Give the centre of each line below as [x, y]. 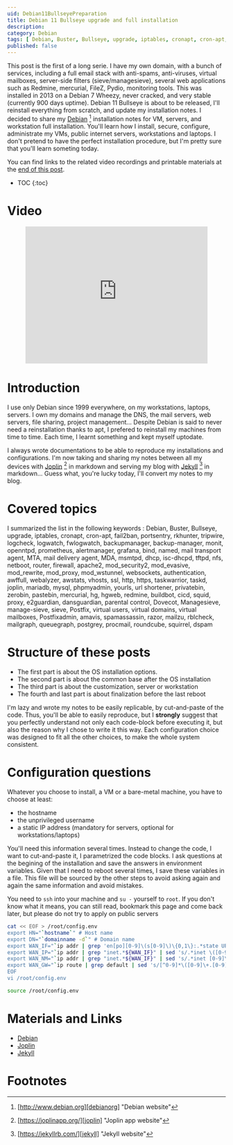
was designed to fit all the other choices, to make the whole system [103, 737]
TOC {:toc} [33, 182]
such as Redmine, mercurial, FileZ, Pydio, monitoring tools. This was [105, 88]
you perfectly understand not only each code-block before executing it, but [115, 722]
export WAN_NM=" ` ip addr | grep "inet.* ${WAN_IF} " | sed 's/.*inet [107, 959]
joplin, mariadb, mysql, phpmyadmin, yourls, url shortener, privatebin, [106, 587]
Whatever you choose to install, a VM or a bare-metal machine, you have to [115, 792]
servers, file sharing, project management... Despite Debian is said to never [115, 422]
